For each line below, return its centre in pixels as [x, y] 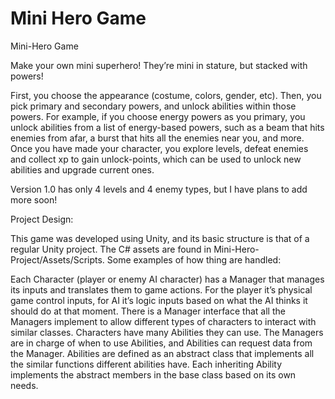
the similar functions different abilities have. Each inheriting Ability [146, 364]
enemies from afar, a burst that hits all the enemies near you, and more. [157, 138]
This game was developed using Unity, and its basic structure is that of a [160, 238]
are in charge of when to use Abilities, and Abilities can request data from [161, 343]
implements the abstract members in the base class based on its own [153, 374]
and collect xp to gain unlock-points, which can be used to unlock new [156, 159]
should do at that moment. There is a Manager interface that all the [148, 311]
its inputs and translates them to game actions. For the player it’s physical [161, 289]
